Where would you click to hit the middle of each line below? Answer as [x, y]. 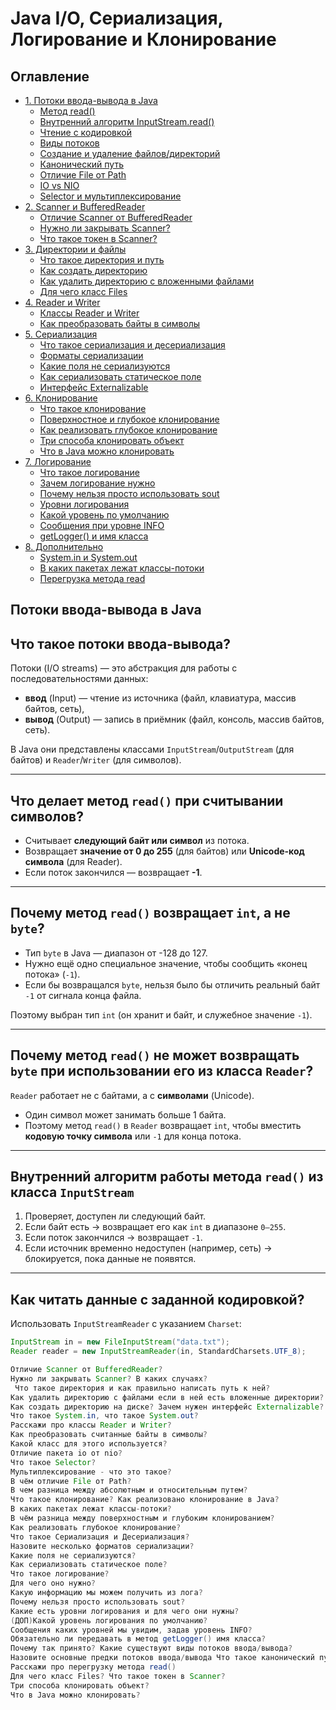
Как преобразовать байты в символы [120, 323]
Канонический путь [81, 164]
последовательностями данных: [79, 679]
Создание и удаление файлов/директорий [130, 153]
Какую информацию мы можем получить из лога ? [106, 1593]
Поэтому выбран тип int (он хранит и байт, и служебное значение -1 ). [161, 1014]
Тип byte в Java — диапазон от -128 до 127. [116, 953]
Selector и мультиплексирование [110, 196]
